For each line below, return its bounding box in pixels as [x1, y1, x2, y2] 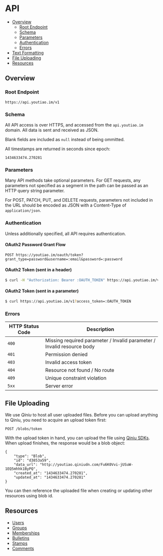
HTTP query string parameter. [5, 188, 65, 194]
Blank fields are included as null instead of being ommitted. [5, 136, 125, 142]
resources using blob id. [5, 492, 53, 498]
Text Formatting [12, 49, 44, 56]
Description [86, 326, 114, 333]
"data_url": [14, 462, 38, 467]
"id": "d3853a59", [14, 458, 51, 463]
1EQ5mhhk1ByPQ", [5, 466, 38, 471]
